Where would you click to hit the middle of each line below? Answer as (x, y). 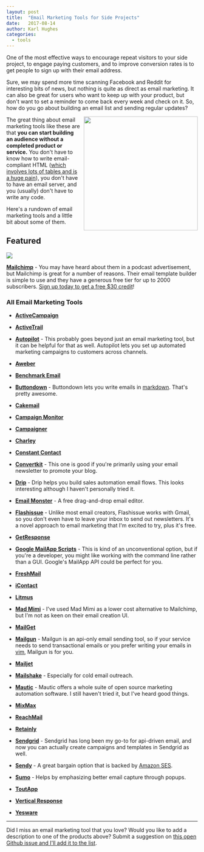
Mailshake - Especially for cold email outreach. (74, 676)
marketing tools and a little (39, 215)
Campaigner (31, 429)
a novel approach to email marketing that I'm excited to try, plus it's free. (106, 526)
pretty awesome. (36, 394)
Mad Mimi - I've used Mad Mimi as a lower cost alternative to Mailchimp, (106, 609)
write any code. (26, 197)
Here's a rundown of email (39, 209)
